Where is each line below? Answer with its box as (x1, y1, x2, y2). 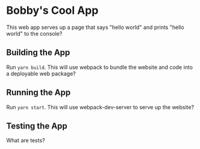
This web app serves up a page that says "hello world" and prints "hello (6, 24, 185, 31)
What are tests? (6, 137, 45, 144)
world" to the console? (6, 30, 63, 37)
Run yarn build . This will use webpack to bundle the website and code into (6, 63, 193, 71)
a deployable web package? (6, 70, 77, 77)
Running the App (6, 87, 71, 98)
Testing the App (6, 121, 67, 131)
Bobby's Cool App (6, 4, 99, 17)
